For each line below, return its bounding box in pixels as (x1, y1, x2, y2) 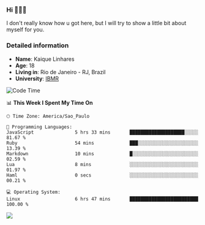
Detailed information (6, 41, 69, 50)
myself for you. (6, 26, 45, 33)
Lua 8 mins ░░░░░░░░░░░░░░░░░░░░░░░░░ (6, 161, 199, 167)
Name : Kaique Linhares (15, 55, 75, 63)
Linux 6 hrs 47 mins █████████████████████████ (6, 196, 199, 202)
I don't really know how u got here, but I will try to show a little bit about (6, 20, 187, 27)
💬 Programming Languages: (6, 124, 72, 130)
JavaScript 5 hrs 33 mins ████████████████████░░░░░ (6, 129, 199, 135)
